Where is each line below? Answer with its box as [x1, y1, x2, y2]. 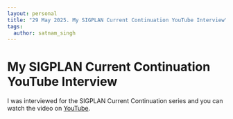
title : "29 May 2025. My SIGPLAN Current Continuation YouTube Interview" [7, 17, 228, 24]
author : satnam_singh [13, 29, 76, 37]
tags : [7, 23, 23, 30]
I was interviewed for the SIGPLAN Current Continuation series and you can [7, 97, 223, 105]
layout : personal [7, 10, 58, 17]
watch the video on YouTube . [7, 104, 91, 113]
